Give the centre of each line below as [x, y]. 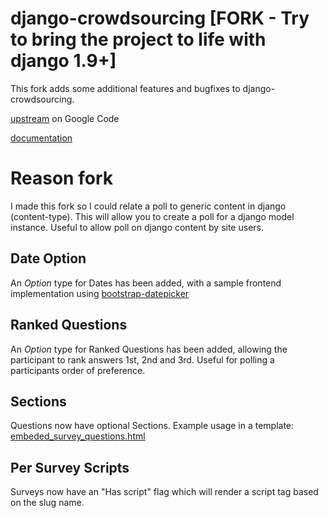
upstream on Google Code [65, 118]
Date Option [48, 258]
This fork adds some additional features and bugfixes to [125, 88]
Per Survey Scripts [70, 467]
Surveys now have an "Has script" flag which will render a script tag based [164, 492]
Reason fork [61, 178]
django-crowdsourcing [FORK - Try [160, 18]
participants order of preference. [78, 370]
